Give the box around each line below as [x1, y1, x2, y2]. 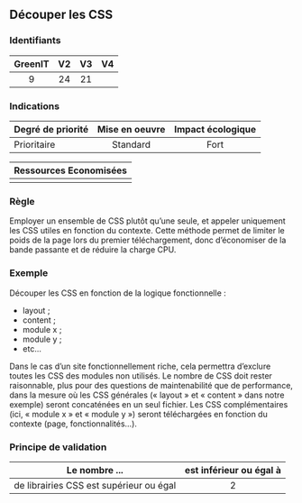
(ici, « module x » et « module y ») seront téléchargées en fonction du [9, 408, 268, 419]
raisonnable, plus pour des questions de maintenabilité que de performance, [9, 380, 293, 390]
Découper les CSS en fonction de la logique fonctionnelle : [9, 288, 227, 298]
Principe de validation [9, 441, 107, 453]
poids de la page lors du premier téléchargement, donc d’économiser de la [9, 234, 287, 246]
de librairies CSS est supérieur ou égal [14, 479, 177, 491]
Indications [9, 99, 60, 112]
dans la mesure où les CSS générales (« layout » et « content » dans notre [9, 389, 285, 400]
